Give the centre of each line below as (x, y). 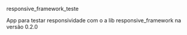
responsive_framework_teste (42, 9)
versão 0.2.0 (22, 27)
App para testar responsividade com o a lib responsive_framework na (94, 20)
